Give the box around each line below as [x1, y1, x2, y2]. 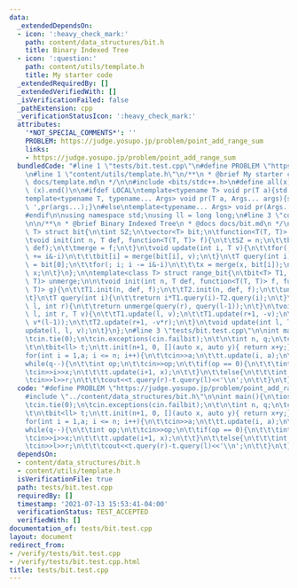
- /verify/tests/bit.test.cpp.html [9, 557, 141, 566]
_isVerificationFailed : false [17, 95, 129, 105]
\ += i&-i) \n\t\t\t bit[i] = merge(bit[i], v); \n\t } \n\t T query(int [25, 252, 279, 262]
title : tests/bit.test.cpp [9, 565, 109, 575]
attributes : [17, 121, 62, 129]
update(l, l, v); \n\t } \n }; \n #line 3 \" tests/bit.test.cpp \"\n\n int [25, 326, 279, 335]
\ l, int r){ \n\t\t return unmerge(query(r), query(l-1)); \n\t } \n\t [25, 302, 279, 310]
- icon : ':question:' [17, 54, 98, 63]
